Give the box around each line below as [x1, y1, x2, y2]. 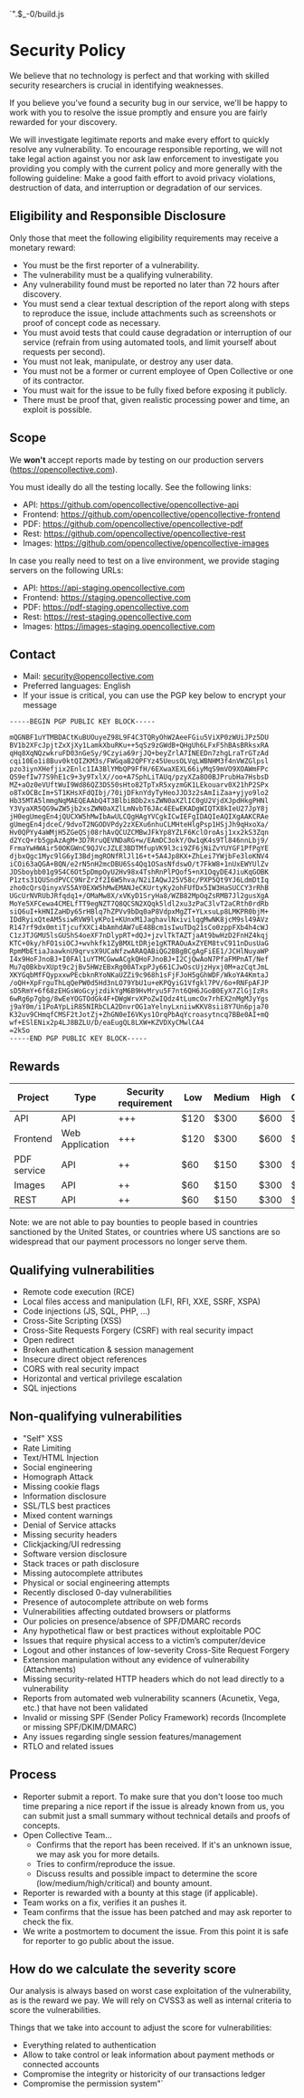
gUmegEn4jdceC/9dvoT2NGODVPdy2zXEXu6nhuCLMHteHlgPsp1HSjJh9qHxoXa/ [9, 820, 270, 829]
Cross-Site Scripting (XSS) [22, 1316, 122, 1326]
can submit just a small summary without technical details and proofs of [22, 1810, 291, 1821]
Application [61, 1138, 110, 1151]
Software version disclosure [22, 1548, 128, 1559]
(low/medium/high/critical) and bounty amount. [35, 1877, 213, 1888]
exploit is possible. [22, 404, 92, 415]
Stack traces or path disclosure [22, 1557, 140, 1568]
